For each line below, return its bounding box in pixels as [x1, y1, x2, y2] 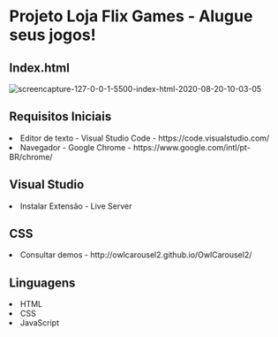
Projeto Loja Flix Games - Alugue [9, 6, 253, 27]
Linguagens [9, 275, 76, 290]
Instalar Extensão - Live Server [20, 201, 132, 211]
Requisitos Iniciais [9, 109, 112, 125]
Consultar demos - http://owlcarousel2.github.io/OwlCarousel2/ [20, 249, 252, 260]
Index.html [9, 60, 71, 75]
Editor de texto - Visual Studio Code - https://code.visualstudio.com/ [20, 133, 270, 143]
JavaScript [20, 318, 60, 328]
